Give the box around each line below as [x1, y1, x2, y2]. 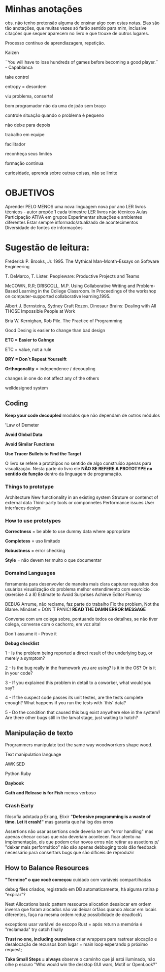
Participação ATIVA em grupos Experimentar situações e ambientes [5, 214, 142, 220]
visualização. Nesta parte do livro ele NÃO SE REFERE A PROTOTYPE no [5, 465, 153, 471]
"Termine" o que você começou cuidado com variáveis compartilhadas [5, 877, 151, 883]
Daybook [5, 780, 24, 786]
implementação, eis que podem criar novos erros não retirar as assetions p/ [5, 839, 159, 845]
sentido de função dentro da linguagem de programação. [5, 471, 123, 477]
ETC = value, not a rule [5, 346, 52, 352]
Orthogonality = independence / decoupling [5, 365, 96, 372]
